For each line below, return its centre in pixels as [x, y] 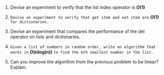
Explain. [18, 67]
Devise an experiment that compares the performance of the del [77, 31]
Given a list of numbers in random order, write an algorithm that [83, 47]
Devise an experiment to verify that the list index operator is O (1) [78, 7]
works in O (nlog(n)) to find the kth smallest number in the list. [82, 52]
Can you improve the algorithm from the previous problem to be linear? [84, 62]
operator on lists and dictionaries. [45, 37]
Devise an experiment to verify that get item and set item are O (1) [84, 17]
